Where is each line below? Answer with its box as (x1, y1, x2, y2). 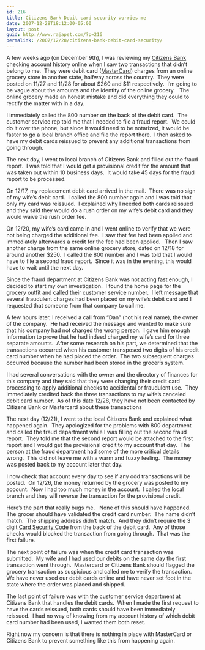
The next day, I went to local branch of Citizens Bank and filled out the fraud (6, 156, 198, 163)
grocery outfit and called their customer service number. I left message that (6, 289, 199, 296)
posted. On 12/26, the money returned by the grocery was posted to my (6, 479, 188, 486)
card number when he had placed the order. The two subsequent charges (6, 353, 194, 360)
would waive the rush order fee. (6, 213, 87, 220)
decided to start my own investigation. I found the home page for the (6, 283, 181, 289)
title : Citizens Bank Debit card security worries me (6, 15, 147, 21)
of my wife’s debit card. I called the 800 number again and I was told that (6, 194, 192, 201)
